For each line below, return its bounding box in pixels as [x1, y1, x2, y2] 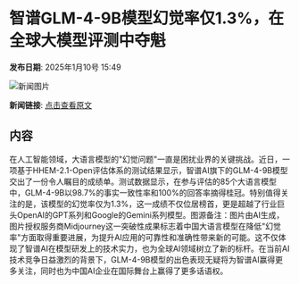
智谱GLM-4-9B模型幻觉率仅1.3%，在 [9, 8, 285, 29]
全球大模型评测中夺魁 [9, 30, 167, 51]
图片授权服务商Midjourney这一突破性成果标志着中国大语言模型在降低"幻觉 [9, 221, 281, 231]
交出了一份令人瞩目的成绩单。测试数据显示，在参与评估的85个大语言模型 [9, 176, 277, 187]
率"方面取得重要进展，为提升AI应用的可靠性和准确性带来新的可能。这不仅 [9, 231, 278, 242]
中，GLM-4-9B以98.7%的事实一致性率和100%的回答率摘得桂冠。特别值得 [9, 187, 281, 197]
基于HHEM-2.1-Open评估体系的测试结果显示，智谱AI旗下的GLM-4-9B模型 [16, 164, 288, 175]
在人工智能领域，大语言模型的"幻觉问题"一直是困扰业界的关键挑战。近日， [9, 154, 283, 164]
